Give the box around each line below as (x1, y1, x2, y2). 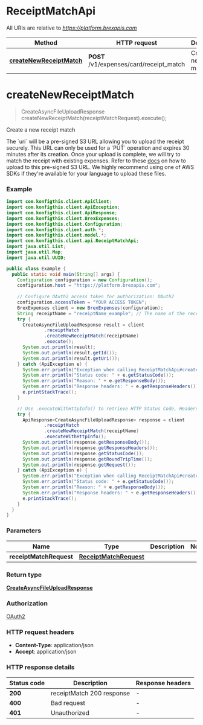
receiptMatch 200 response (50, 689, 130, 697)
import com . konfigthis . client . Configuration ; (6, 221, 123, 227)
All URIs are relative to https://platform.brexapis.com (6, 24, 137, 31)
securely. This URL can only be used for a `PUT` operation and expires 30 (6, 144, 190, 152)
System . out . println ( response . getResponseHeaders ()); (22, 445, 158, 451)
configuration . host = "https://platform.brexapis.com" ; (17, 283, 161, 289)
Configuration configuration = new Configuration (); (17, 276, 153, 283)
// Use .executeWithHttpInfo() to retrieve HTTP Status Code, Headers (17, 406, 199, 412)
